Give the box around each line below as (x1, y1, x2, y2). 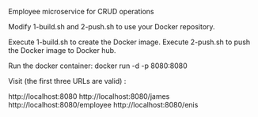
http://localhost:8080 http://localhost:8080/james (8, 92, 170, 101)
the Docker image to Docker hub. (8, 46, 116, 55)
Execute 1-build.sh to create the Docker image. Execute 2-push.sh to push (8, 37, 251, 47)
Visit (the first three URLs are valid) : (8, 77, 127, 85)
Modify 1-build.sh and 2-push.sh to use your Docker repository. (8, 22, 215, 31)
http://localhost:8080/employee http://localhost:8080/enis (8, 100, 199, 109)
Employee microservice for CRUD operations (8, 7, 154, 16)
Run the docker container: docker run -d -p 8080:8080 (8, 61, 188, 70)
